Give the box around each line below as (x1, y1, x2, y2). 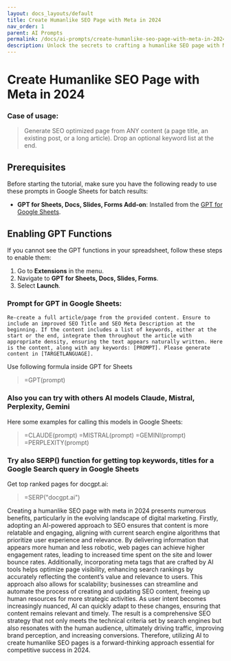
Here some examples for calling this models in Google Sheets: (7, 417, 184, 426)
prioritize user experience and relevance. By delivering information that (7, 536, 209, 544)
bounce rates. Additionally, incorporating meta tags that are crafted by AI (7, 558, 214, 566)
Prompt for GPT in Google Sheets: (7, 299, 122, 308)
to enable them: (7, 253, 52, 262)
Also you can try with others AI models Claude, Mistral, (7, 393, 195, 403)
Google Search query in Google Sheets (7, 464, 140, 473)
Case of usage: (7, 111, 59, 121)
